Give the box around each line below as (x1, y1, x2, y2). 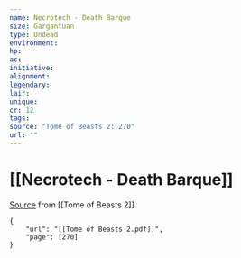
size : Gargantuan (9, 22, 75, 31)
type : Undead (9, 30, 59, 39)
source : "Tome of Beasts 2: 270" (9, 123, 135, 132)
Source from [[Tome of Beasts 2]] (9, 199, 135, 210)
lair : (9, 88, 30, 97)
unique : (9, 97, 39, 106)
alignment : (9, 72, 51, 81)
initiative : (9, 64, 54, 73)
